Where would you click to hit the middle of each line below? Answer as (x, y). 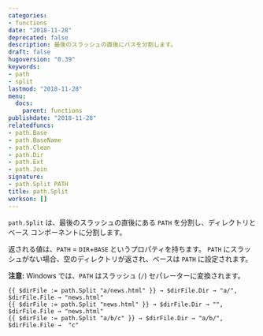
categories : (28, 15)
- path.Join (28, 170)
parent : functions (52, 111)
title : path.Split (38, 191)
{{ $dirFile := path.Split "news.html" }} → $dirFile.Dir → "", (116, 304)
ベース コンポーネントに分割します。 (67, 232)
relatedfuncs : (31, 125)
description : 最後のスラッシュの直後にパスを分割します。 (93, 45)
